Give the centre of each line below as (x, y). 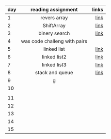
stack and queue (54, 73)
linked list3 (54, 65)
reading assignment (54, 9)
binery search (54, 33)
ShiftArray (54, 25)
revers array (54, 18)
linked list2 (54, 57)
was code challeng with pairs (54, 41)
